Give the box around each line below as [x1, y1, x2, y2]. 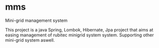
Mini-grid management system [5, 17, 68, 23]
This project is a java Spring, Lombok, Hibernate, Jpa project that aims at [5, 27, 154, 32]
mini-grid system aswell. [5, 37, 55, 43]
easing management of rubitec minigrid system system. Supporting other [5, 32, 154, 38]
